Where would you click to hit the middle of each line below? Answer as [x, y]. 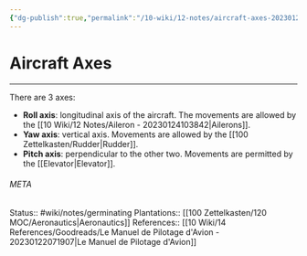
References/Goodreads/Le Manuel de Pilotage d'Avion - [115, 232]
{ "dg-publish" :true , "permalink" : [73, 18]
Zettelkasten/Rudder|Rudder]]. [80, 144]
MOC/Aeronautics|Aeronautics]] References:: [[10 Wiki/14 [118, 222]
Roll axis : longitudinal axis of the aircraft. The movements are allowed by [159, 114]
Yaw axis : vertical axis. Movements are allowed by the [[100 [135, 134]
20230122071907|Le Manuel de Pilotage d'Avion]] [103, 241]
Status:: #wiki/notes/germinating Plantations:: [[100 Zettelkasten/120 [138, 212]
